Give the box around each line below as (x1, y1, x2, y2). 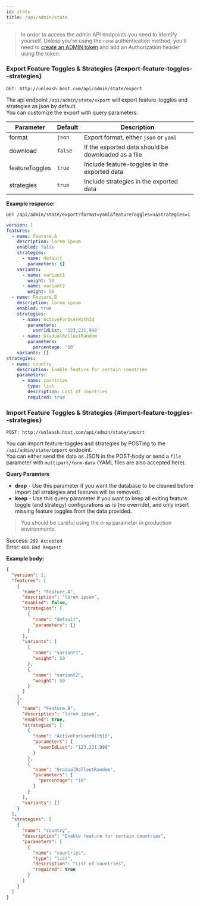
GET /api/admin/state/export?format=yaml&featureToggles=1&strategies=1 (6, 212, 190, 218)
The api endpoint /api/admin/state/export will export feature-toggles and (6, 96, 187, 103)
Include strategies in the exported (84, 177, 179, 185)
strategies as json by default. (6, 102, 77, 109)
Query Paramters (6, 470, 49, 478)
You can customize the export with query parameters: (6, 109, 138, 116)
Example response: (6, 200, 55, 207)
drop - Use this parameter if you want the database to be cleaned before (14, 482, 193, 489)
